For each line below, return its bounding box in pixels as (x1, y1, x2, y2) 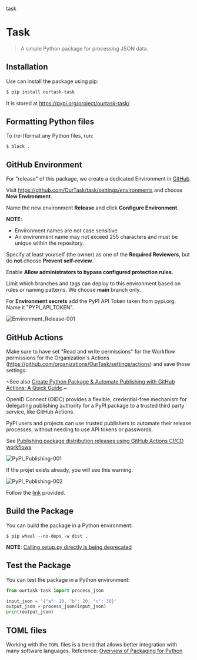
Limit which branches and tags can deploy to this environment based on (6, 280, 181, 287)
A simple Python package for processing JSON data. (20, 45, 149, 52)
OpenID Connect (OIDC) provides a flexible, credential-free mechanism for (6, 396, 187, 403)
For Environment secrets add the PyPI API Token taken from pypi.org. (6, 298, 176, 305)
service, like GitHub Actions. (6, 408, 75, 415)
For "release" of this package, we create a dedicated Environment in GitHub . (6, 175, 191, 182)
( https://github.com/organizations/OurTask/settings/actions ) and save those (6, 361, 191, 368)
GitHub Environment (6, 159, 82, 169)
